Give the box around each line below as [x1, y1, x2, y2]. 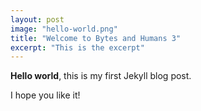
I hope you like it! [10, 89, 81, 101]
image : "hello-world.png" [10, 24, 118, 34]
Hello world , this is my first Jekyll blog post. [10, 70, 192, 82]
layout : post [10, 14, 65, 25]
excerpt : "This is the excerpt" [10, 42, 145, 53]
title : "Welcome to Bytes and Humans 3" [10, 33, 182, 43]
